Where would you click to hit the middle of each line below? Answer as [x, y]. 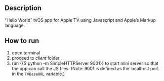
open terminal [26, 53]
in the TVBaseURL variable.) [38, 74]
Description [23, 8]
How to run [22, 41]
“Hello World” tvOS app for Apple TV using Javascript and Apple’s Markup [80, 20]
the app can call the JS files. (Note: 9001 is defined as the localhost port [85, 68]
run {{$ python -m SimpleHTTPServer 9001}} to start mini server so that [85, 63]
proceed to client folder [36, 58]
